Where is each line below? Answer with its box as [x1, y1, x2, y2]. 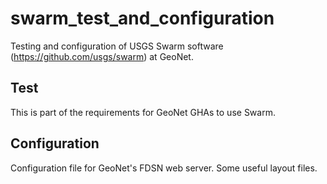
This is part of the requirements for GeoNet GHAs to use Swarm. [10, 106, 276, 118]
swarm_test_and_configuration [10, 7, 275, 30]
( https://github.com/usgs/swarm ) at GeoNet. [10, 50, 194, 62]
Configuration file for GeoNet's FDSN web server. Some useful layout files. [10, 162, 318, 174]
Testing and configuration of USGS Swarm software [10, 40, 224, 52]
